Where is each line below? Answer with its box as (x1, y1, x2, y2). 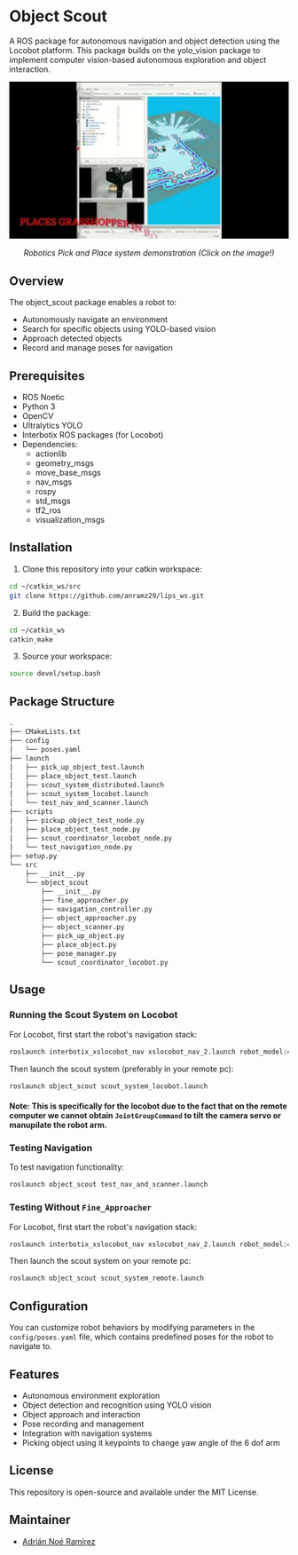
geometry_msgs (35, 458, 95, 469)
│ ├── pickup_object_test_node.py (9, 817, 145, 825)
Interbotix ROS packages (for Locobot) (21, 430, 164, 440)
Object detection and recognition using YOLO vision (21, 1400, 212, 1410)
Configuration (9, 1298, 89, 1314)
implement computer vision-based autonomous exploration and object (9, 54, 267, 65)
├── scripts (9, 808, 53, 817)
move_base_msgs (35, 468, 102, 478)
